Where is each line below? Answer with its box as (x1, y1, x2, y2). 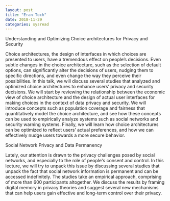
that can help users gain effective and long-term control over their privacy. (5, 190, 162, 196)
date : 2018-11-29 (5, 17, 42, 22)
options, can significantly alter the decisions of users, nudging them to (5, 67, 154, 73)
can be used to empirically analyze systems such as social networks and (5, 116, 159, 122)
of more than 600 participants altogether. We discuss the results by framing (5, 179, 165, 185)
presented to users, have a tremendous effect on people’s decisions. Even (5, 57, 161, 63)
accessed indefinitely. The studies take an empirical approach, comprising (5, 174, 162, 180)
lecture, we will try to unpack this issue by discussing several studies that (5, 163, 160, 169)
